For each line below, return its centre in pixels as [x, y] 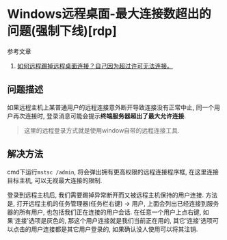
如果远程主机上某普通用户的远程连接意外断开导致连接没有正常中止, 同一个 [110, 107]
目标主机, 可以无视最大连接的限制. [55, 180]
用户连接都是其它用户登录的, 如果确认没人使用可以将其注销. [114, 229]
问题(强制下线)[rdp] [62, 31]
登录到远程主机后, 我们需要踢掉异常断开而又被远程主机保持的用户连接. [106, 195]
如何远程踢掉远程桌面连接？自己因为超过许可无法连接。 [95, 66]
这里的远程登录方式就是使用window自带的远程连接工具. [102, 130]
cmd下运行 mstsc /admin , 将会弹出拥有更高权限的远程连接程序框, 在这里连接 [113, 172]
